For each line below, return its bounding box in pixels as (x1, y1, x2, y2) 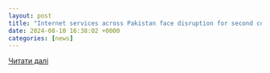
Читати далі (8, 56, 49, 66)
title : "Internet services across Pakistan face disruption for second (8, 19, 253, 27)
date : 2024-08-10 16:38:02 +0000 (8, 26, 121, 34)
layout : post (8, 11, 52, 20)
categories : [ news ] (8, 34, 74, 43)
